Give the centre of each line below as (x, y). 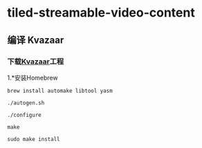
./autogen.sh (26, 103)
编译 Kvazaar (36, 40)
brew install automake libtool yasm (60, 91)
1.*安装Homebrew (33, 77)
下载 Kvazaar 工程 (36, 62)
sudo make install (34, 139)
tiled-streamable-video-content (101, 13)
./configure (24, 115)
